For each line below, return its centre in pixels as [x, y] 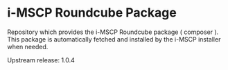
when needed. [28, 46]
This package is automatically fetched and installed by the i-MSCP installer [114, 39]
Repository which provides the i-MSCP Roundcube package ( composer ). [113, 32]
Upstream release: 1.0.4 [41, 60]
